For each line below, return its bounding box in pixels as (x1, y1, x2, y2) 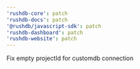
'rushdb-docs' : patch (6, 16, 68, 23)
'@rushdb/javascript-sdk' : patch (6, 23, 102, 29)
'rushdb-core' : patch (6, 10, 68, 17)
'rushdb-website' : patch (6, 36, 77, 42)
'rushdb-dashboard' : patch (6, 29, 83, 36)
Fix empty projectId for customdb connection (6, 54, 134, 62)
